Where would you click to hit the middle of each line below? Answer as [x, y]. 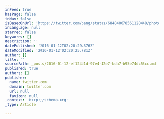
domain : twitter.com [30, 87]
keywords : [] [18, 37]
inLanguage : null [23, 28]
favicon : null [24, 96]
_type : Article [20, 105]
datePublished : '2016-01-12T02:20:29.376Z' [50, 46]
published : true [21, 69]
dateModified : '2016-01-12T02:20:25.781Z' [49, 50]
